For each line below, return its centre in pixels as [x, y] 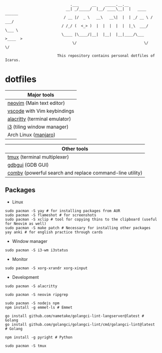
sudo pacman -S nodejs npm [32, 303]
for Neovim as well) [26, 224]
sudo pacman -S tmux [26, 346]
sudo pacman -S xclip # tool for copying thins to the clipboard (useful [81, 219]
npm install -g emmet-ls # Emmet [39, 307]
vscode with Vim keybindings [41, 111]
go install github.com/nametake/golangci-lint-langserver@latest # [75, 316]
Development [25, 277]
